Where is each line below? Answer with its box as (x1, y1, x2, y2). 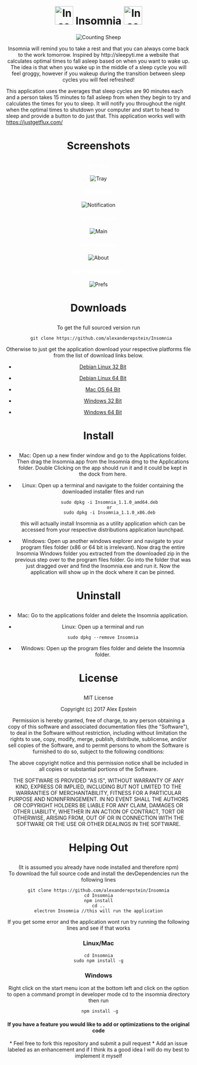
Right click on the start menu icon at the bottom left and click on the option (8, 985, 189, 992)
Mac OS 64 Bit (85, 385, 121, 392)
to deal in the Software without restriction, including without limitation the (10, 729, 187, 736)
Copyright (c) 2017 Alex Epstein (60, 706, 137, 713)
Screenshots (66, 139, 131, 152)
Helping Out (69, 841, 128, 855)
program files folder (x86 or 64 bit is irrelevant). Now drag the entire (20, 544, 185, 551)
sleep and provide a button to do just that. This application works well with (6, 112, 186, 120)
